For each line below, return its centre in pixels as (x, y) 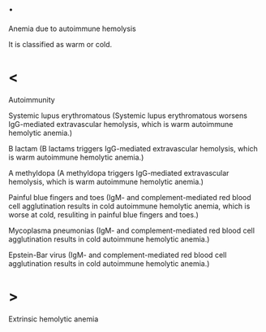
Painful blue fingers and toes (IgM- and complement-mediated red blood (130, 197)
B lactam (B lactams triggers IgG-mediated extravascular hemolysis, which (133, 148)
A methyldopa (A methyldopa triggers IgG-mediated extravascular (119, 173)
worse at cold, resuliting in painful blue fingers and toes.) (103, 214)
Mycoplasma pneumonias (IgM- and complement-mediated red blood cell (132, 230)
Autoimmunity (32, 99)
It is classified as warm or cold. (60, 44)
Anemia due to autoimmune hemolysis (72, 28)
